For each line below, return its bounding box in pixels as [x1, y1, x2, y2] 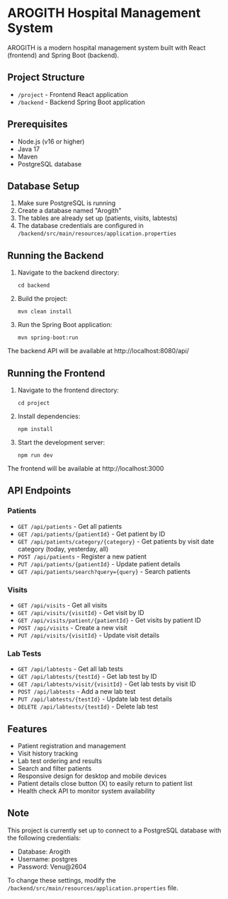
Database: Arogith [17, 847, 71, 856]
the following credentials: [7, 833, 81, 842]
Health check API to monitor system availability [17, 787, 156, 796]
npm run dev [17, 452, 53, 459]
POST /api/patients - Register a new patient [17, 552, 147, 561]
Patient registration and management [17, 742, 126, 750]
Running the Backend [7, 249, 104, 261]
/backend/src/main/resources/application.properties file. [7, 883, 179, 892]
